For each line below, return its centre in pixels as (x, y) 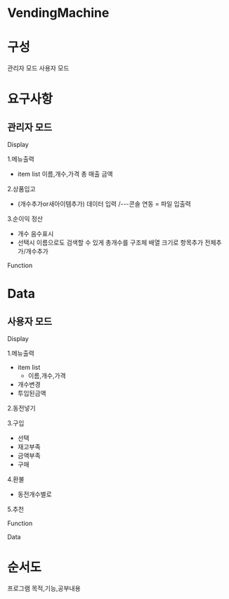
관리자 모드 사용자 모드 (38, 68)
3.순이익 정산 (25, 219)
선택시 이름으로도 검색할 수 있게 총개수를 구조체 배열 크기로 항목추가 (110, 243)
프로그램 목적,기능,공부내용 (44, 588)
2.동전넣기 (22, 408)
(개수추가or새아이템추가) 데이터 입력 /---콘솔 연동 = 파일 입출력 (104, 204)
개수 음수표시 (35, 234)
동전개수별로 (35, 494)
